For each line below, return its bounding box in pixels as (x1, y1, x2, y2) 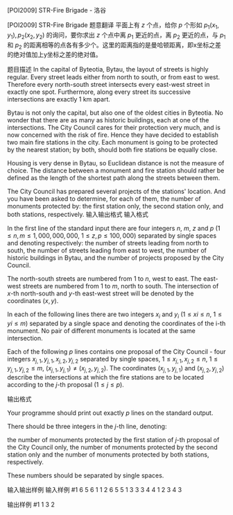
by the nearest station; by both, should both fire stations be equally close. (7, 145, 218, 154)
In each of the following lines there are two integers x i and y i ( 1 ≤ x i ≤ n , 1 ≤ (7, 310, 222, 320)
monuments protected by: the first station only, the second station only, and (7, 202, 224, 211)
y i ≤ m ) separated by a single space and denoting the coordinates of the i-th (7, 319, 226, 328)
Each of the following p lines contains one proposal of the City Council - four (7, 348, 226, 356)
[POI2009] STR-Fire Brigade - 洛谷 (7, 6, 107, 14)
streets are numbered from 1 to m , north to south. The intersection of (22, 282, 219, 291)
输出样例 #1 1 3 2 (7, 500, 55, 509)
